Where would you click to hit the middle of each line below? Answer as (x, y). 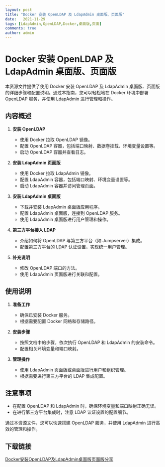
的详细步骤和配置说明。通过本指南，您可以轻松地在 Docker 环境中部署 (77, 92)
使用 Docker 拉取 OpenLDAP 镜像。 (56, 140)
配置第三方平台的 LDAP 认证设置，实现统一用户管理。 (75, 247)
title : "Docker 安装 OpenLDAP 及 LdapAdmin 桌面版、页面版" (65, 14)
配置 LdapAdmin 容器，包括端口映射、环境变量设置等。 (76, 179)
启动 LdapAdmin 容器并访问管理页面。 (59, 185)
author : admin (20, 33)
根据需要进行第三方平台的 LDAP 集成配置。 (64, 376)
